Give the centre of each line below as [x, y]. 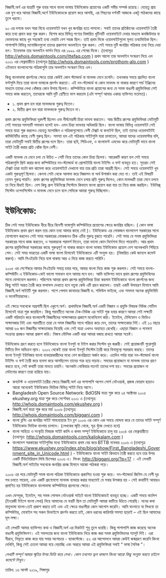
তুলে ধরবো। [14, 18]
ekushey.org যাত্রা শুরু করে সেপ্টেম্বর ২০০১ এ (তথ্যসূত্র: [54, 398]
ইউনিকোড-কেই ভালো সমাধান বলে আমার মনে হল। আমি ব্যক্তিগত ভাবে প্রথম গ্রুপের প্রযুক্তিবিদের [89, 274]
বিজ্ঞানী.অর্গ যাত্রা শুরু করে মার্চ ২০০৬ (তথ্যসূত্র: [44, 409]
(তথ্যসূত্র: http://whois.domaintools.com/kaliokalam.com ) [68, 437]
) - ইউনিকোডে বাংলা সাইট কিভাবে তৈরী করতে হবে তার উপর [113, 453]
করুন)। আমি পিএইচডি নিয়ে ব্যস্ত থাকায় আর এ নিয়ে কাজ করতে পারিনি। [56, 258]
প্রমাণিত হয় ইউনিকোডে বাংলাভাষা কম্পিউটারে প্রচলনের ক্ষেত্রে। [48, 485]
